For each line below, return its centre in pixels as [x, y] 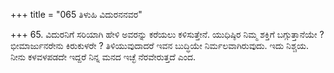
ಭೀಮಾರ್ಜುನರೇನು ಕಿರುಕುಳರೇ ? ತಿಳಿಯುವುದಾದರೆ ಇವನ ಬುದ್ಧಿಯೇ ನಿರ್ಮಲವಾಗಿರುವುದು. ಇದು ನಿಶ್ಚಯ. [159, 45]
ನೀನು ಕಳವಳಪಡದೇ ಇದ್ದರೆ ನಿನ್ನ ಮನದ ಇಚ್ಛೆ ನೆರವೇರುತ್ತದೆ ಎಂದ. [103, 57]
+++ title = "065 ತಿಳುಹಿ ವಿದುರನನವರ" [76, 14]
